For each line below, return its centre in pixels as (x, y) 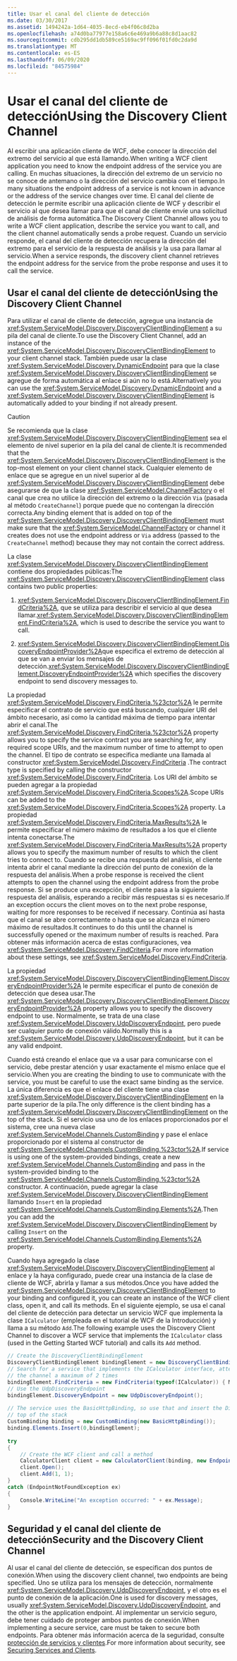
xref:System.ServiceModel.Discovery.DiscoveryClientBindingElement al (111, 1268)
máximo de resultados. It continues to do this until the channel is (100, 927)
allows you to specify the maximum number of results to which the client (113, 852)
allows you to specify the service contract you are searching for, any (107, 740)
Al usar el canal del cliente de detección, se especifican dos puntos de (110, 1568)
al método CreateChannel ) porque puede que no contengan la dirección (111, 506)
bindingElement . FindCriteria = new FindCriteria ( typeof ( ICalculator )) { (116, 1382)
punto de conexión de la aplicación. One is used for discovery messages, (113, 1598)
